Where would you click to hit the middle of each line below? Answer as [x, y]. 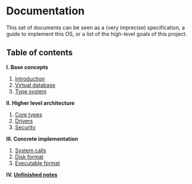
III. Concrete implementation [42, 139]
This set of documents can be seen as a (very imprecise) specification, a [96, 27]
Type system [31, 91]
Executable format [37, 163]
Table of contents [39, 53]
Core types [29, 114]
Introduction [30, 78]
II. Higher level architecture [41, 103]
